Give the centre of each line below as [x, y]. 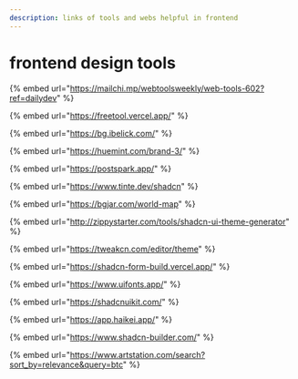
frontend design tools [92, 62]
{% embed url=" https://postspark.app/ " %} [90, 169]
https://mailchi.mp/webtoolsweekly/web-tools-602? [167, 88]
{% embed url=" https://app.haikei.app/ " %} [91, 319]
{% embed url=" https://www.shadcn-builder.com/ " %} [112, 337]
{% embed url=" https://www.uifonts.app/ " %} [95, 284]
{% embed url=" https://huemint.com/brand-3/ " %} [105, 150]
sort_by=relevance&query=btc [67, 364]
